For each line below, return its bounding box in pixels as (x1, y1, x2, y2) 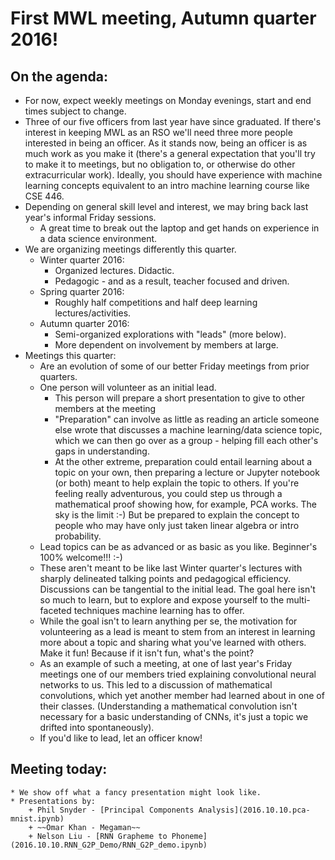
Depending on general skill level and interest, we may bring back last (24, 201, 309, 212)
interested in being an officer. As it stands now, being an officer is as (24, 137, 308, 149)
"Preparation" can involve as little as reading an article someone (54, 413, 320, 425)
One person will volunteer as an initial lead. (39, 382, 217, 393)
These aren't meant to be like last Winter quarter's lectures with (39, 562, 303, 574)
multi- (286, 594, 311, 606)
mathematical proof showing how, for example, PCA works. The (54, 498, 317, 510)
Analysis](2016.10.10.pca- (198, 805, 311, 815)
